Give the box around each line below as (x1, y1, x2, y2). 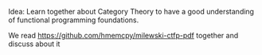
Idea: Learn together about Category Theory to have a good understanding (8, 7, 255, 16)
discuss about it (8, 39, 61, 49)
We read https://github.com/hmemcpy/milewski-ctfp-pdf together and (8, 31, 239, 40)
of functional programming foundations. (8, 15, 139, 25)
